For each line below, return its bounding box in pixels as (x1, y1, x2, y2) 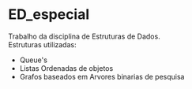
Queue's (19, 55, 47, 65)
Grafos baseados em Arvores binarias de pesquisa (19, 72, 185, 81)
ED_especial (8, 6, 90, 24)
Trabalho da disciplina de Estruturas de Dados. (8, 32, 160, 41)
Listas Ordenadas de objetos (19, 63, 114, 72)
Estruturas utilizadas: (8, 39, 77, 49)
